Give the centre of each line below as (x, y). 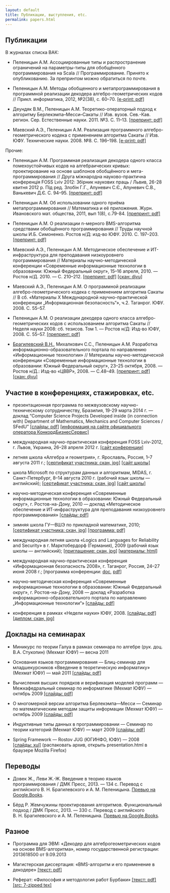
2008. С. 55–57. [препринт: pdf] (46, 334)
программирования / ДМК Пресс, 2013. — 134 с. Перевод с (78, 784)
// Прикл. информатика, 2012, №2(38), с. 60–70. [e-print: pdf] (78, 99)
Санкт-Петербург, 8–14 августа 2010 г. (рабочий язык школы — (81, 478)
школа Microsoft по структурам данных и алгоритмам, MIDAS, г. (82, 472)
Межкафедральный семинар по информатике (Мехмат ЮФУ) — (82, 688)
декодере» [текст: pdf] (37, 870)
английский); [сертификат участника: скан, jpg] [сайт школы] (79, 483)
